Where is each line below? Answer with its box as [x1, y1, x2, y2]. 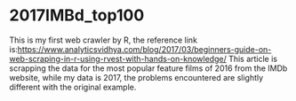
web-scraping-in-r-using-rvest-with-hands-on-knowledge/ [9, 53, 227, 64]
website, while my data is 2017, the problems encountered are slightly [9, 72, 264, 82]
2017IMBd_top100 [9, 5, 145, 26]
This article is [228, 53, 278, 64]
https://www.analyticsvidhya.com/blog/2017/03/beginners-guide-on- [17, 43, 272, 54]
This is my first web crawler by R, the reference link [9, 35, 198, 45]
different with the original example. [9, 82, 137, 92]
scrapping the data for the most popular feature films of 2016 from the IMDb [9, 63, 288, 74]
